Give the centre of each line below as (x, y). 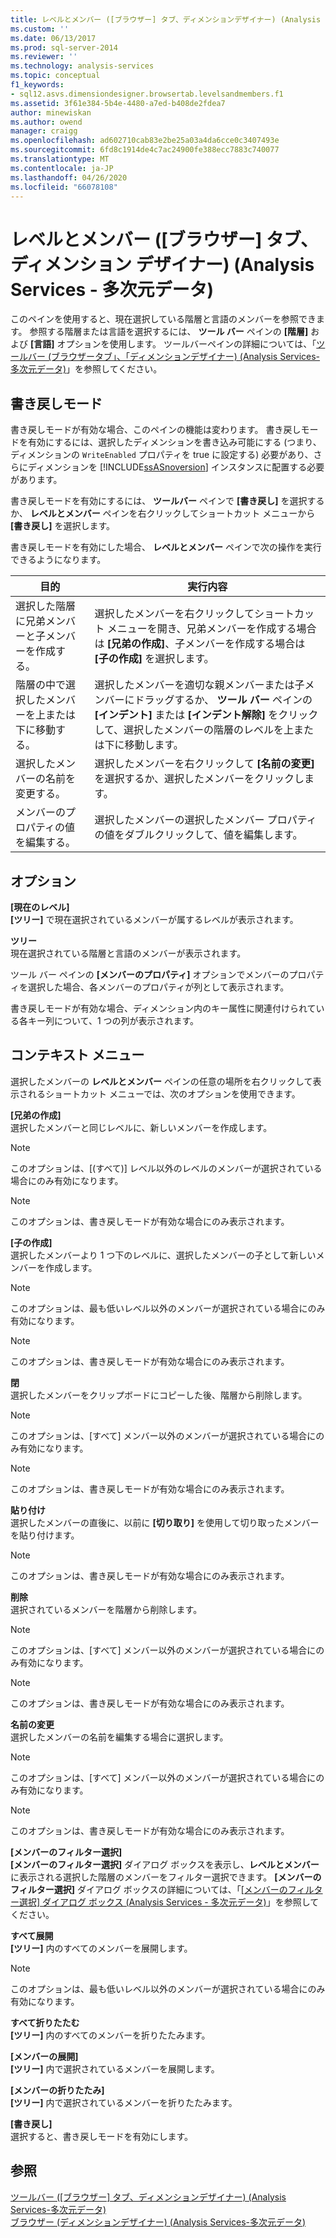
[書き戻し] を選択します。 (63, 526)
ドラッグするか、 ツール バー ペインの (223, 700)
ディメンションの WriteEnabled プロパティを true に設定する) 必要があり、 (162, 455)
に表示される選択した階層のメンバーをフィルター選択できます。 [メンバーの (166, 1877)
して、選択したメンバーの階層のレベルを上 (194, 730)
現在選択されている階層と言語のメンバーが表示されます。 (128, 953)
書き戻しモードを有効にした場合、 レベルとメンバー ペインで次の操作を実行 (166, 547)
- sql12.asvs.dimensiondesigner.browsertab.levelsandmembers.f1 (147, 94)
